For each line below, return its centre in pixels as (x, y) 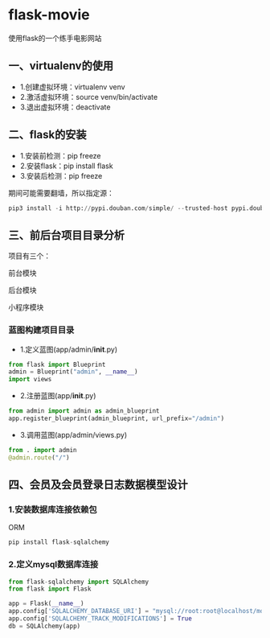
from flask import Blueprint (57, 364)
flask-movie (49, 15)
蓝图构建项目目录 (41, 330)
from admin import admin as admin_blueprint (84, 411)
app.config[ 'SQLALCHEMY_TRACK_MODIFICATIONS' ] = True (100, 619)
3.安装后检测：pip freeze (61, 175)
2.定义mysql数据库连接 (53, 565)
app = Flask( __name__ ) (46, 604)
